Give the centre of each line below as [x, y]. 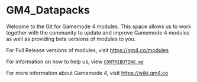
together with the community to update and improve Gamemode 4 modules [98, 32]
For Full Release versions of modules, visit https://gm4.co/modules [88, 50]
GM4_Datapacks [48, 10]
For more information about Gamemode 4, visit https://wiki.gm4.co [87, 73]
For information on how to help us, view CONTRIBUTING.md [75, 61]
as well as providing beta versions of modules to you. [71, 39]
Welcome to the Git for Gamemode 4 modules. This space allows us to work [99, 26]
